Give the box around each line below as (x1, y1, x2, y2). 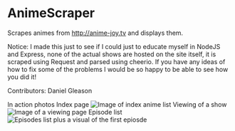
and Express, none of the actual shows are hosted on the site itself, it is (7, 50, 216, 58)
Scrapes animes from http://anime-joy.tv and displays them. (7, 28, 184, 37)
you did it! (7, 73, 37, 81)
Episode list (88, 108, 122, 116)
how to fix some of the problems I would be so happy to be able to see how (7, 65, 229, 73)
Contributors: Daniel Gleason (7, 86, 93, 95)
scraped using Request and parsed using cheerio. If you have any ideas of (7, 57, 226, 65)
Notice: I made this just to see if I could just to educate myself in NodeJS (7, 42, 221, 51)
